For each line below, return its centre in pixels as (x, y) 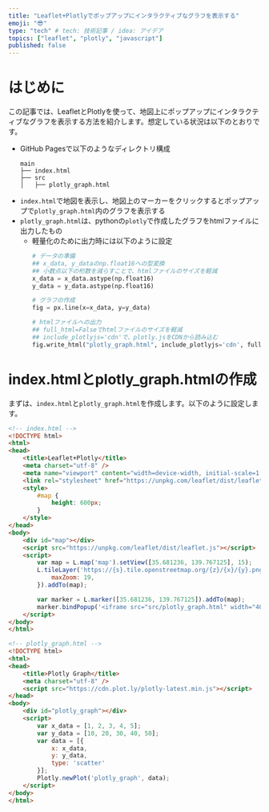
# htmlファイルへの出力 (66, 323)
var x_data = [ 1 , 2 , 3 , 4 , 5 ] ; (89, 726)
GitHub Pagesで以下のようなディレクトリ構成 (95, 148)
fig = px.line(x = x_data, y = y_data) (91, 308)
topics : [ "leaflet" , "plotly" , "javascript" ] (85, 38)
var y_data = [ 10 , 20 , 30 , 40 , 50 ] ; (98, 733)
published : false (37, 46)
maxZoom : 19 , (72, 578)
